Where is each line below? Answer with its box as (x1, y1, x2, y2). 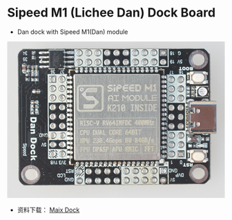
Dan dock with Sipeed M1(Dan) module (17, 28, 128, 36)
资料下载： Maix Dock (17, 206, 80, 214)
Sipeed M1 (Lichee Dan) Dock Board (7, 5, 216, 21)
